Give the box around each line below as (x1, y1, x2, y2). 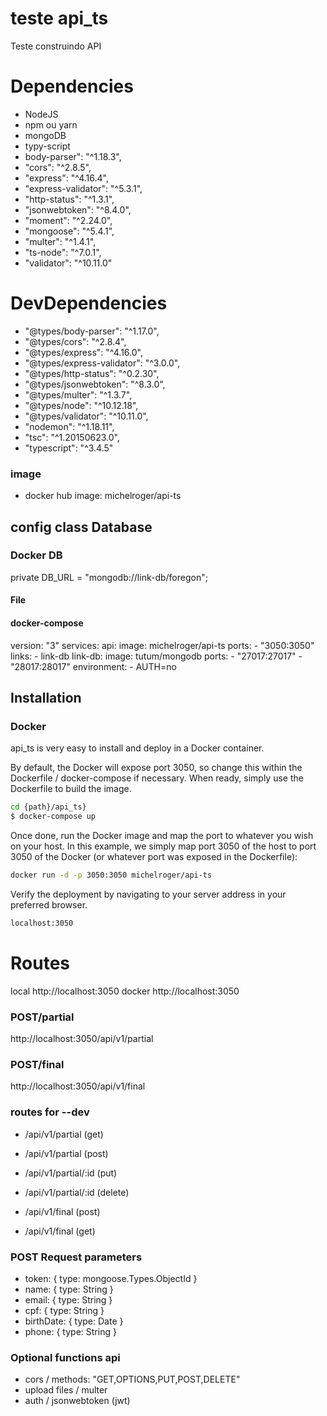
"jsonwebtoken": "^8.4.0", (24, 203, 132, 216)
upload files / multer (24, 1384, 108, 1396)
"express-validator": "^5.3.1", (24, 182, 143, 194)
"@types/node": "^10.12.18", (24, 399, 139, 411)
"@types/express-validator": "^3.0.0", (24, 357, 181, 369)
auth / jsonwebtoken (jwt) (24, 1395, 131, 1407)
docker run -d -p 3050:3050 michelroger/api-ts (10, 870, 213, 881)
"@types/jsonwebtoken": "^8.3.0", (24, 378, 166, 390)
